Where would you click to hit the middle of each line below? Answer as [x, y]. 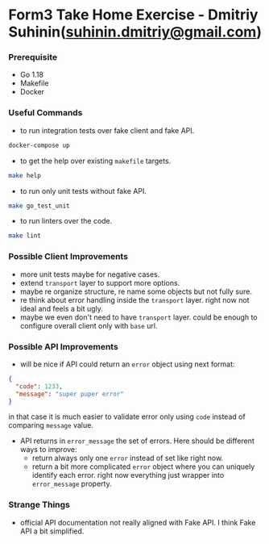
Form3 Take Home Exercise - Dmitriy [133, 15]
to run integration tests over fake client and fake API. [107, 130]
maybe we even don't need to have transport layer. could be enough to [139, 317]
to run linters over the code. [66, 221]
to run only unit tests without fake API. [83, 190]
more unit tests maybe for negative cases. [90, 274]
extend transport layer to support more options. [100, 282]
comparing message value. [51, 425]
